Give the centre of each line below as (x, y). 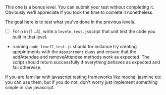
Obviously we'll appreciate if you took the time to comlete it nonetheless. (79, 12)
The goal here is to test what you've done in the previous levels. (70, 22)
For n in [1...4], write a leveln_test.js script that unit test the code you (84, 31)
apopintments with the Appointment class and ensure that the (74, 52)
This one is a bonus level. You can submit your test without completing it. (80, 7)
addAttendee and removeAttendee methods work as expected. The (81, 57)
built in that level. (30, 37)
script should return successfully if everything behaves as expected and (86, 62)
